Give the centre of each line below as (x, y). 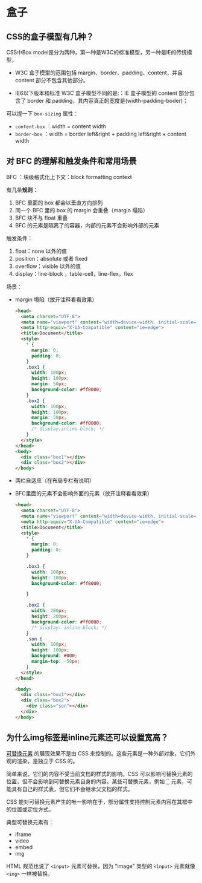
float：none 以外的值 (41, 251)
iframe (23, 834)
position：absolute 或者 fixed (51, 258)
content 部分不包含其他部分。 (52, 80)
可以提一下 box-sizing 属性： (43, 113)
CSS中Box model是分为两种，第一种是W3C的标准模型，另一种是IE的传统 (96, 52)
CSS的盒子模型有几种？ (50, 37)
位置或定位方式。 (33, 809)
